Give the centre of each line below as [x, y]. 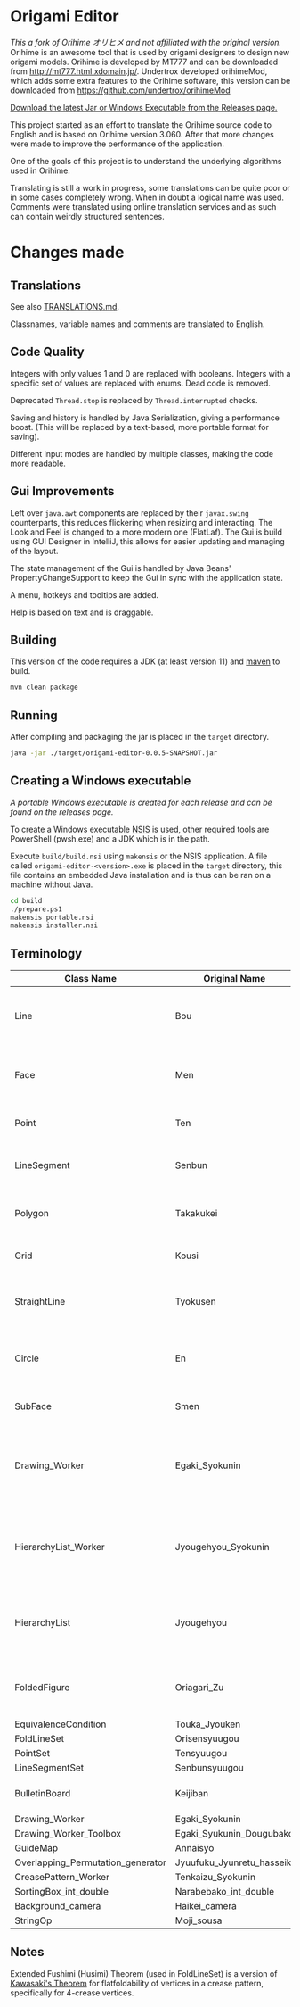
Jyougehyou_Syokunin [222, 1547]
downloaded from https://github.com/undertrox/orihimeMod [120, 90]
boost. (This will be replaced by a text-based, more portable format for [140, 427]
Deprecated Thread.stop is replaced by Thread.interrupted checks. [134, 400]
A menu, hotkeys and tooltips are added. [85, 594]
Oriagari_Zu [199, 1688]
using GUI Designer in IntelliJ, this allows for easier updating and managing [148, 541]
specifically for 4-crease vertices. [72, 1993]
